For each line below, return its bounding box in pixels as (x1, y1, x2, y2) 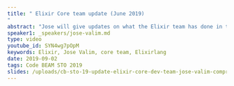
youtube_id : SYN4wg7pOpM (7, 42, 79, 49)
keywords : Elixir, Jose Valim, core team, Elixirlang (7, 49, 167, 56)
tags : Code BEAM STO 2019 (7, 62, 82, 69)
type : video (7, 36, 42, 43)
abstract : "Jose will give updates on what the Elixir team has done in (7, 23, 223, 30)
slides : (7, 68, 30, 75)
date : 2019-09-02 (7, 55, 58, 62)
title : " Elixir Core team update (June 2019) (7, 10, 145, 17)
